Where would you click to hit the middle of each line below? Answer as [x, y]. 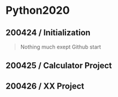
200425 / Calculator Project [59, 66]
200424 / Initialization [48, 33]
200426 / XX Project [45, 86]
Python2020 [38, 10]
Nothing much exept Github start [60, 47]
